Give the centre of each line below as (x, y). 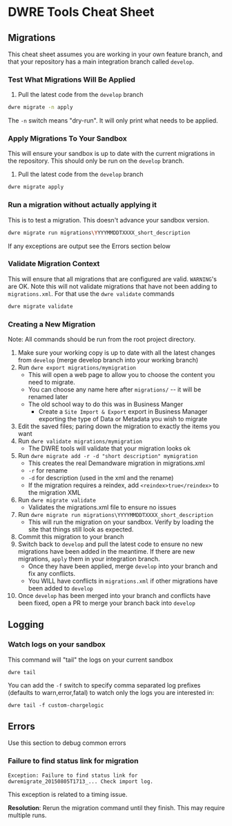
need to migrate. (51, 382)
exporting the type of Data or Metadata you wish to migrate (123, 419)
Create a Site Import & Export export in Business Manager (123, 411)
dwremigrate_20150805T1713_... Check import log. (81, 781)
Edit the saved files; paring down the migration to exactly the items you (119, 426)
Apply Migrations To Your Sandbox (67, 139)
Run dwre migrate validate (57, 500)
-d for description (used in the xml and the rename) (101, 477)
